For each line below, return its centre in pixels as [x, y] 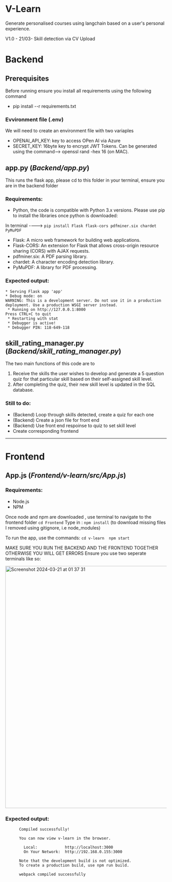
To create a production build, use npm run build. [74, 865]
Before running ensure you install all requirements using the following [78, 91]
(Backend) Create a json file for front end [56, 420]
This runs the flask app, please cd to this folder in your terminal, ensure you [85, 180]
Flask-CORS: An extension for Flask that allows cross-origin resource [86, 245]
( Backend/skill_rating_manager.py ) [63, 351]
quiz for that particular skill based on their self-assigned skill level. [82, 379]
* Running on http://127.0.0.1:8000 [47, 309]
